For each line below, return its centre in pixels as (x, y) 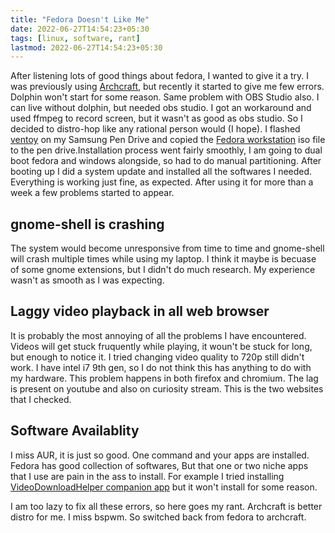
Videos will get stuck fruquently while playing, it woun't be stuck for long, (161, 346)
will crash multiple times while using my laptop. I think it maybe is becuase (163, 259)
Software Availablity (75, 431)
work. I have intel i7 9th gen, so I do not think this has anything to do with (161, 367)
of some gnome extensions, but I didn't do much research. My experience (163, 270)
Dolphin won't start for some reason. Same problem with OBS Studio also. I (165, 97)
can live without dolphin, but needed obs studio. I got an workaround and (161, 108)
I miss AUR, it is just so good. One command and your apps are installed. (160, 455)
